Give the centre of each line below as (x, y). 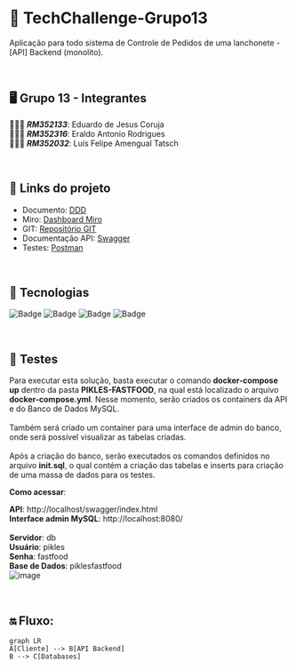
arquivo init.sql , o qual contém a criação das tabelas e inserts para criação (147, 466)
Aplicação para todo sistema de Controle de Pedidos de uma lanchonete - (145, 43)
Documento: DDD (54, 210)
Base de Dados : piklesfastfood (66, 566)
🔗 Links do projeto (60, 189)
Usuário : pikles (37, 547)
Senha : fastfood (39, 557)
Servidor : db (32, 538)
